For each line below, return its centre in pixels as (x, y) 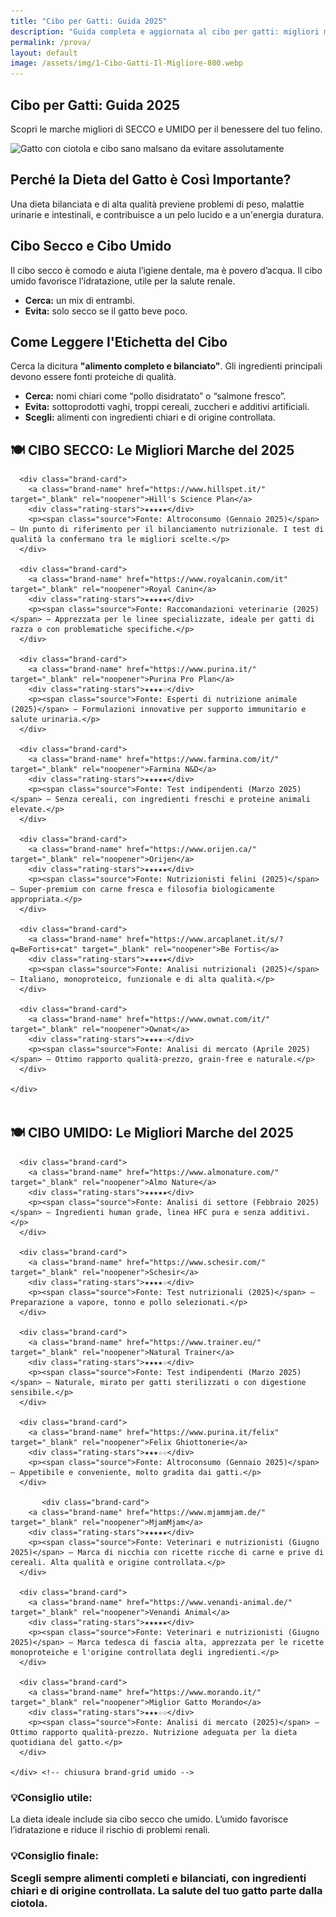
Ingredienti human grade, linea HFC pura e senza (160, 1212)
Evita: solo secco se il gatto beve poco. (106, 311)
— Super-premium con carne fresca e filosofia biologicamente (142, 890)
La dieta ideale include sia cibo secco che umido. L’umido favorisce (149, 1819)
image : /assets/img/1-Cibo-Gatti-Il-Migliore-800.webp (127, 63)
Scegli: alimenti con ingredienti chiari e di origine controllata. (150, 417)
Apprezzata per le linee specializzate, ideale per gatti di (184, 620)
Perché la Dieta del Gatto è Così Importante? (151, 180)
